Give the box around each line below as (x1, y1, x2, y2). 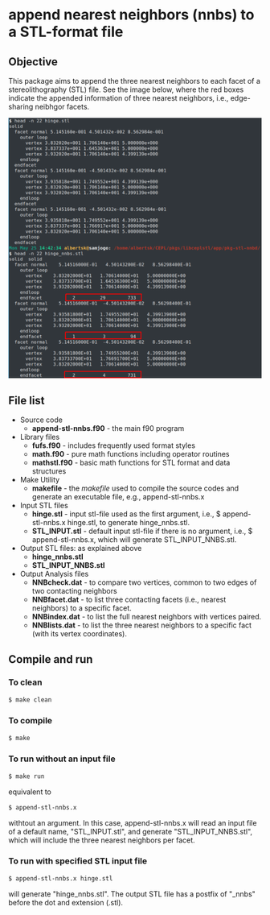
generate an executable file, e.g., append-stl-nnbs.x (31, 492, 205, 502)
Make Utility (19, 475, 60, 485)
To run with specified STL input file (8, 855, 148, 867)
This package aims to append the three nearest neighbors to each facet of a (8, 77, 261, 85)
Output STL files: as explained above (19, 544, 142, 553)
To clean (8, 677, 43, 688)
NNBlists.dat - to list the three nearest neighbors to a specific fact (31, 620, 252, 630)
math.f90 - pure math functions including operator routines (31, 449, 230, 459)
